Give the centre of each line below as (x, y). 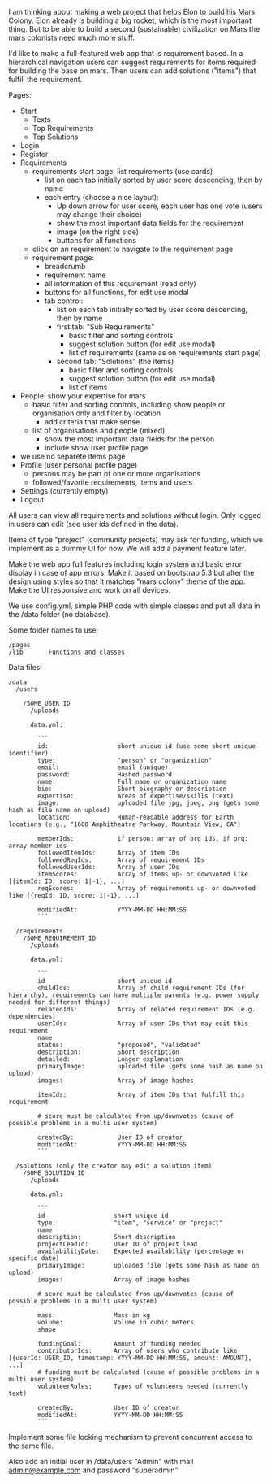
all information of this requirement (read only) (120, 283)
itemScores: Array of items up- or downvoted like (143, 874)
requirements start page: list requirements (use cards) (123, 171)
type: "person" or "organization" (125, 760)
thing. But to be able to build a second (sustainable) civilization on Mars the (134, 29)
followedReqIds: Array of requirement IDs (121, 860)
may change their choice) (99, 214)
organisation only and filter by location (97, 413)
